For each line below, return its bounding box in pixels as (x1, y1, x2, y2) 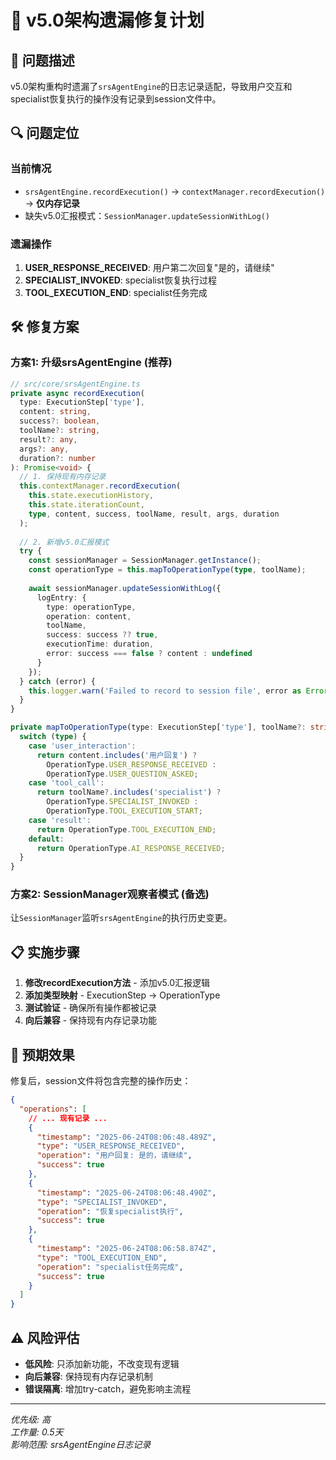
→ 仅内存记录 (24, 197, 81, 209)
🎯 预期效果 (10, 1046, 75, 1063)
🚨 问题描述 (10, 52, 75, 69)
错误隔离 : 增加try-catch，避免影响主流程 (24, 1383, 192, 1395)
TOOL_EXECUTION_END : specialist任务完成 (24, 286, 208, 298)
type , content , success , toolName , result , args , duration (28, 509, 280, 519)
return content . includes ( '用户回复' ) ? (36, 750, 198, 760)
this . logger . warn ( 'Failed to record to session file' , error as (28, 686, 302, 696)
